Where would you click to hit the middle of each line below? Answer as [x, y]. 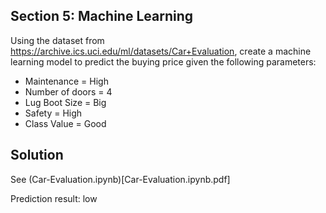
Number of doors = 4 [68, 91]
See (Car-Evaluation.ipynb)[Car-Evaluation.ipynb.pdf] [120, 179]
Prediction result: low [54, 198]
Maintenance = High [66, 81]
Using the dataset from [57, 40]
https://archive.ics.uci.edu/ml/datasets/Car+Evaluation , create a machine [161, 51]
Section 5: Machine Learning [102, 16]
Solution [37, 155]
